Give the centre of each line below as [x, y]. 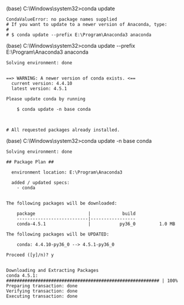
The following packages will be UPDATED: [58, 234]
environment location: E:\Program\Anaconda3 [67, 172]
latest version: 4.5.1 [39, 88]
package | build [76, 214]
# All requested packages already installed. [63, 130]
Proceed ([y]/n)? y [30, 255]
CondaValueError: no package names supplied [62, 19]
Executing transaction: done [42, 296]
